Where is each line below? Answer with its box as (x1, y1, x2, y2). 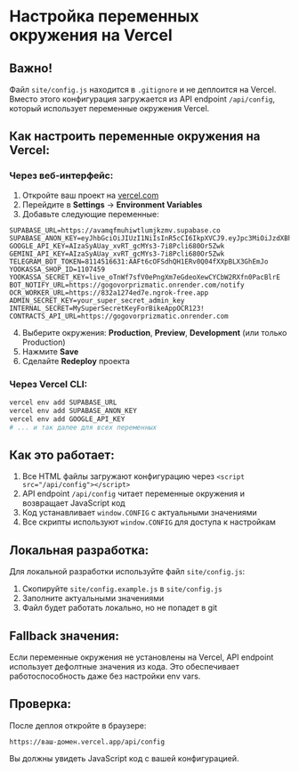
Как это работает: (9, 447, 116, 462)
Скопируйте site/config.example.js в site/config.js (21, 583, 222, 594)
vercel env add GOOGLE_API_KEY (9, 414, 125, 424)
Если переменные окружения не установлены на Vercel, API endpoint (9, 652, 274, 662)
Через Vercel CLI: (9, 378, 88, 390)
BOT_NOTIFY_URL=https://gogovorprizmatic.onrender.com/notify (9, 280, 245, 289)
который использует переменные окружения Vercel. (9, 103, 210, 113)
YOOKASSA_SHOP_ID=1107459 (9, 264, 105, 273)
